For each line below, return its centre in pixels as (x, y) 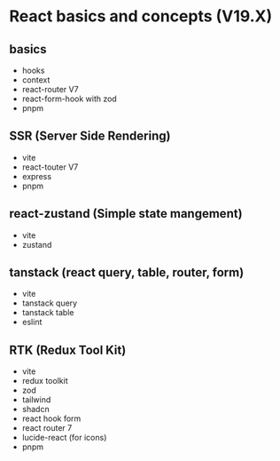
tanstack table (48, 313)
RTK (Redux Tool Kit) (68, 350)
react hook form (51, 418)
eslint (32, 322)
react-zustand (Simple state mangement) (126, 214)
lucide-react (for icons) (64, 438)
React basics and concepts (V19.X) (141, 16)
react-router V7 (50, 89)
